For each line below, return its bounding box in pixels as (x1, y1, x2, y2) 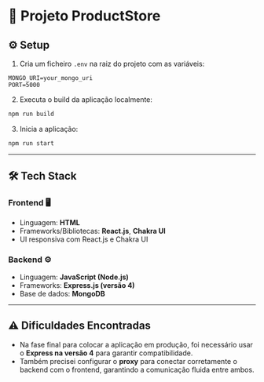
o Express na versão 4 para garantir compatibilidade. (19, 348, 193, 358)
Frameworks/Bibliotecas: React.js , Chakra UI (19, 227, 167, 236)
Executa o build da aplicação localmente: (19, 95, 153, 104)
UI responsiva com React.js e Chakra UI (19, 235, 148, 244)
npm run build (8, 110, 55, 118)
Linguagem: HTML (19, 218, 80, 227)
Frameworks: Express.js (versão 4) (19, 280, 135, 289)
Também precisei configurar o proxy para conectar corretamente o (19, 356, 238, 366)
